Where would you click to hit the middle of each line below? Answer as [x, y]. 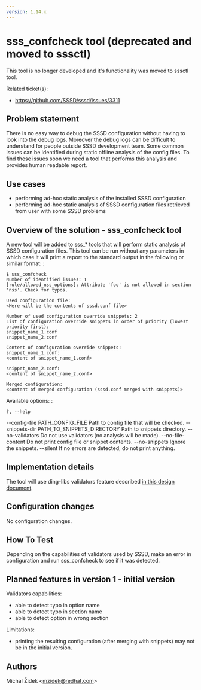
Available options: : [30, 401]
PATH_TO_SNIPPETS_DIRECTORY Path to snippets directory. [112, 429]
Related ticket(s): [27, 89]
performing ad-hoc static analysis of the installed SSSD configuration [100, 199]
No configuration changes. [39, 521]
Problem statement [43, 119]
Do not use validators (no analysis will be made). [100, 435]
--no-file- [173, 435]
